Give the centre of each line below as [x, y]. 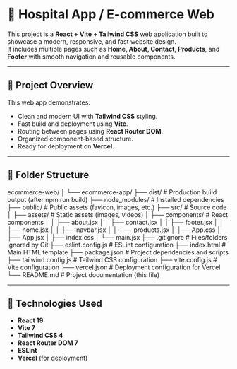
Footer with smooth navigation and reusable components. [91, 57]
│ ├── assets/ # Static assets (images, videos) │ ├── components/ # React [118, 214]
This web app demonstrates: [49, 102]
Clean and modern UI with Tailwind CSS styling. [87, 116]
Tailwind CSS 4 [40, 336]
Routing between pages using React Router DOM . [90, 131]
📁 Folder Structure [48, 175]
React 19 [30, 320]
